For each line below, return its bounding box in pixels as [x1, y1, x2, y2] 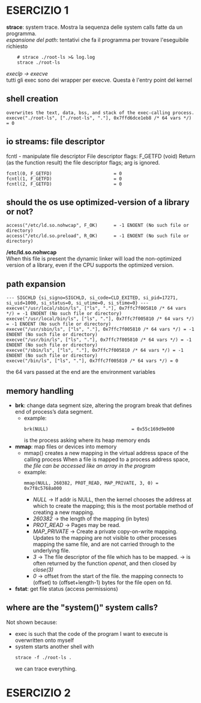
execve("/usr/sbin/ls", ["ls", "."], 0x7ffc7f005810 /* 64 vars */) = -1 [6, 327, 195, 333]
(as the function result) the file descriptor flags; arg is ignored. [6, 158, 160, 166]
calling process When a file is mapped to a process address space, [23, 456, 190, 463]
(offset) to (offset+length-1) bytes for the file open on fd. [32, 579, 172, 586]
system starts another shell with [14, 643, 94, 650]
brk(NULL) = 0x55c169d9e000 [23, 426, 175, 432]
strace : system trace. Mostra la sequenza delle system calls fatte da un [6, 23, 183, 31]
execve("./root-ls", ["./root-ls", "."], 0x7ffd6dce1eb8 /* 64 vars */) [6, 115, 192, 121]
